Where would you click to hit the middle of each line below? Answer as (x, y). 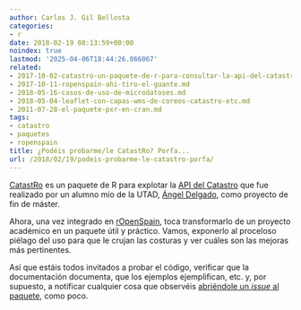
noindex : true (36, 51)
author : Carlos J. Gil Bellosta (69, 17)
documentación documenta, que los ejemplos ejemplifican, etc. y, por (138, 276)
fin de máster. (35, 203)
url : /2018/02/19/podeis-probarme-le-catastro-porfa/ (112, 159)
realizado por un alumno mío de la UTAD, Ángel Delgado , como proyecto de (149, 194)
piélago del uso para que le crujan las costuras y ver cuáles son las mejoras (149, 240)
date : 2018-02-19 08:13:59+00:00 (72, 43)
